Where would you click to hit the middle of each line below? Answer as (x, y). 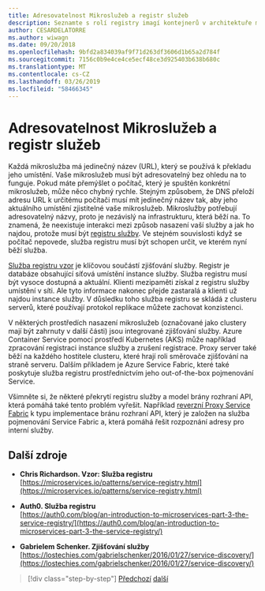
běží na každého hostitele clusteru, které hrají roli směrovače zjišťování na (128, 357)
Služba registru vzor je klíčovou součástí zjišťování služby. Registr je (119, 266)
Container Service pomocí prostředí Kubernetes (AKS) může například (122, 339)
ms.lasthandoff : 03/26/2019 (54, 81)
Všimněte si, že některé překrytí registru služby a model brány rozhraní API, (131, 397)
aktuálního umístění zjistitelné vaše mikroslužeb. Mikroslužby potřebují (123, 208)
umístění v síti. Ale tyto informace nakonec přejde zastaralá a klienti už (123, 291)
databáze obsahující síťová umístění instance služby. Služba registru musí (128, 274)
